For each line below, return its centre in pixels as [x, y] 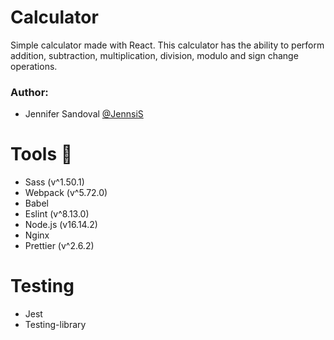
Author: [29, 92]
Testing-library [55, 325]
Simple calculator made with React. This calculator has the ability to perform [167, 45]
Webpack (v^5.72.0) [66, 193]
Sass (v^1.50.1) [54, 182]
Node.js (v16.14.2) [61, 225]
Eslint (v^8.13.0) [57, 214]
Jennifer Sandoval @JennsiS [84, 114]
